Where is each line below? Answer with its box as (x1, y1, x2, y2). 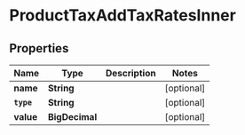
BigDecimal (47, 111, 98, 123)
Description (105, 67, 157, 79)
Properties (9, 41, 69, 56)
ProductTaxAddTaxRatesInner (9, 5, 237, 26)
